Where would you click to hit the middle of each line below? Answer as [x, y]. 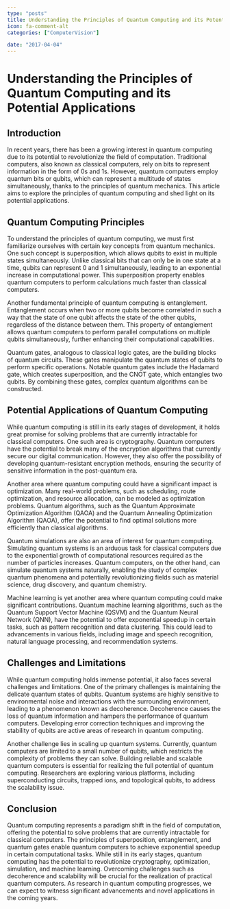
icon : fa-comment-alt [38, 26]
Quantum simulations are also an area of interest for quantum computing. [110, 540]
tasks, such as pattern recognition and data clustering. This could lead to [110, 627]
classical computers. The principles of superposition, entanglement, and [109, 840]
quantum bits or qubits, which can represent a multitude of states [99, 179]
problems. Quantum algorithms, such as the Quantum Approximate [101, 506]
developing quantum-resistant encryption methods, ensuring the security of [114, 463]
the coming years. [33, 898]
